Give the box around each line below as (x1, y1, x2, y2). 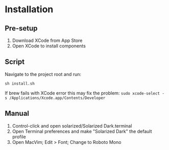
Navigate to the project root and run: (5, 71, 82, 77)
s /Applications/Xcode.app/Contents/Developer (5, 95, 106, 101)
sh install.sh (5, 81, 35, 86)
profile (12, 134, 26, 140)
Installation (5, 4, 54, 15)
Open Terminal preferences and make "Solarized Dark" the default (12, 128, 152, 134)
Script (5, 58, 25, 66)
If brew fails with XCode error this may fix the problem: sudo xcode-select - (5, 90, 164, 96)
